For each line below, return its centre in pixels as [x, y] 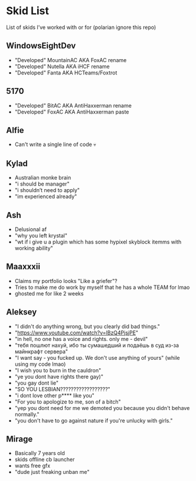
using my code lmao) [40, 364]
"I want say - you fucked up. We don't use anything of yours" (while [97, 357]
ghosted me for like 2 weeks [49, 293]
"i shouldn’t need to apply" [47, 190]
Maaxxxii [23, 267]
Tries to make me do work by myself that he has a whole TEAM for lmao [102, 287]
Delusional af [31, 229]
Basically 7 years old [40, 453]
